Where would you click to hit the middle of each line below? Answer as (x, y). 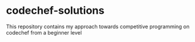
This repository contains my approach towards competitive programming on (98, 26)
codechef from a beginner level (44, 32)
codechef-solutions (55, 11)
